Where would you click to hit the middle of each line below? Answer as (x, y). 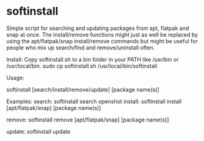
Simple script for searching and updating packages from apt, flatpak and (98, 28)
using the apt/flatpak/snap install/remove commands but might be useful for (102, 41)
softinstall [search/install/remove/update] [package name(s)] (83, 89)
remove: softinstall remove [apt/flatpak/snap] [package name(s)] (88, 120)
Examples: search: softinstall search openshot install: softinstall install (94, 101)
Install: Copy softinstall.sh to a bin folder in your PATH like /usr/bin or (93, 59)
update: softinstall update (38, 131)
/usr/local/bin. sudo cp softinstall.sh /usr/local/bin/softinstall (82, 66)
